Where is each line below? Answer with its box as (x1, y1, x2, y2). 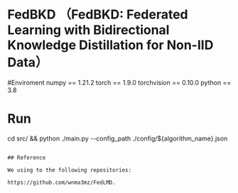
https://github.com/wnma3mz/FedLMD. (7, 179, 116, 186)
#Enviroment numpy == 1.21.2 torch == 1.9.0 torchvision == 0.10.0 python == (7, 78, 232, 87)
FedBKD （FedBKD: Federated (7, 6, 188, 23)
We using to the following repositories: (7, 166, 132, 174)
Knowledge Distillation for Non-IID (7, 37, 214, 53)
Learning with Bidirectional (7, 22, 170, 38)
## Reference (7, 154, 46, 161)
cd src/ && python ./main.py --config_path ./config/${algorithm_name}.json (7, 134, 228, 143)
